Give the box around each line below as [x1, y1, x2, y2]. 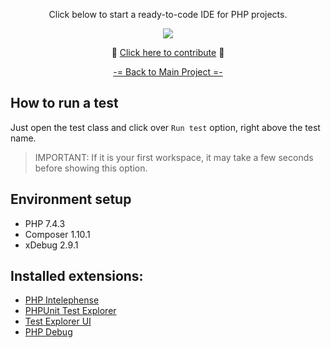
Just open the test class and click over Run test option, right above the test [10, 121, 321, 133]
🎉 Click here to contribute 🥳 [111, 47, 225, 58]
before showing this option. [34, 162, 148, 174]
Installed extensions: [10, 268, 144, 285]
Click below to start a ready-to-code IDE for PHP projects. [48, 9, 288, 20]
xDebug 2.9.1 [24, 239, 79, 251]
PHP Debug [24, 326, 73, 338]
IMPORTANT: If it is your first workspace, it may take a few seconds [34, 151, 314, 163]
